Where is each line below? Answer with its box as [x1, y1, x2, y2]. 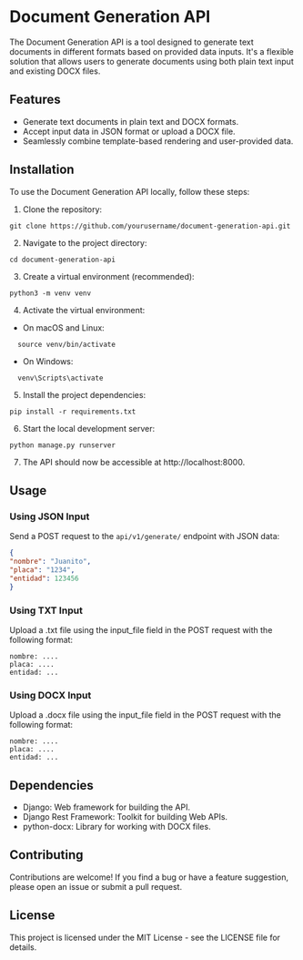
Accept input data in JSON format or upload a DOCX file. [22, 126, 236, 137]
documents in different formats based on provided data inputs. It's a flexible [9, 46, 294, 56]
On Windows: [22, 355, 74, 366]
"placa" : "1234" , [9, 566, 76, 575]
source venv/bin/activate [17, 340, 116, 349]
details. [9, 941, 37, 953]
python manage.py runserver [9, 440, 116, 450]
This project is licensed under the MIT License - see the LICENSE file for [9, 932, 280, 943]
